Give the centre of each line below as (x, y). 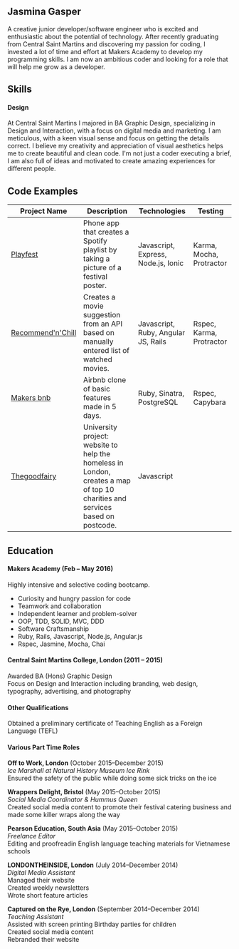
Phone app (101, 223)
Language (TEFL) (33, 731)
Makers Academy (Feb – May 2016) (60, 569)
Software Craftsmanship (53, 629)
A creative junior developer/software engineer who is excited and (103, 29)
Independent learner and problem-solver (77, 613)
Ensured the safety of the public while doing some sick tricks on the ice (112, 778)
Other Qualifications (38, 707)
